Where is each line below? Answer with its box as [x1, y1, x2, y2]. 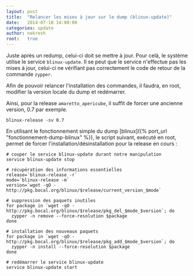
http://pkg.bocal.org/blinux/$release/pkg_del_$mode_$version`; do [6, 208, 175, 214]
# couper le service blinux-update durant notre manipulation [6, 152, 162, 157]
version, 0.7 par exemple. [6, 106, 68, 113]
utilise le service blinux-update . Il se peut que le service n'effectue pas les [6, 58, 187, 65]
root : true [6, 36, 38, 42]
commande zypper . [6, 71, 52, 78]
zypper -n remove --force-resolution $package [11, 213, 128, 219]
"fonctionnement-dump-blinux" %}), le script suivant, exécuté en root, [6, 134, 176, 141]
